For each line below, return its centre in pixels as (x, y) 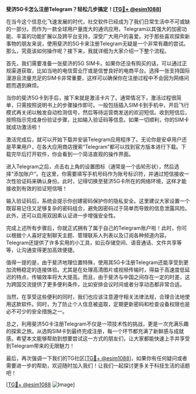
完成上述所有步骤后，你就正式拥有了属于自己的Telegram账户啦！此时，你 (94, 228)
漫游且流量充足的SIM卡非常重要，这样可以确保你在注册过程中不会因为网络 (95, 78)
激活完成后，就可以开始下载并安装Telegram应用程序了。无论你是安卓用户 (94, 139)
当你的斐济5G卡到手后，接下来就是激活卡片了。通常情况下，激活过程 (89, 98)
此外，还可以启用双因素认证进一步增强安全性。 (62, 215)
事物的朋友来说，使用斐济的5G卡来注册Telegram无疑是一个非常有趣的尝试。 (97, 44)
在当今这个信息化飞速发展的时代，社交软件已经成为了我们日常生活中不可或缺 (98, 22)
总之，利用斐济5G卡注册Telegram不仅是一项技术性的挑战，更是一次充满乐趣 (97, 324)
